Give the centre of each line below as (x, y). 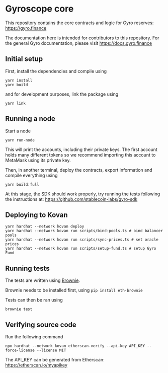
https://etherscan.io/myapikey (36, 365)
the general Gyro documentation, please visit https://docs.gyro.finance (79, 43)
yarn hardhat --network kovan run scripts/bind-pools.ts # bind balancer (84, 231)
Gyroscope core (39, 9)
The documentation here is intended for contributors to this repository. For (82, 38)
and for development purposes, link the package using (62, 94)
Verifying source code (41, 324)
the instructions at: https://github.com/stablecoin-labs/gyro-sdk (71, 199)
